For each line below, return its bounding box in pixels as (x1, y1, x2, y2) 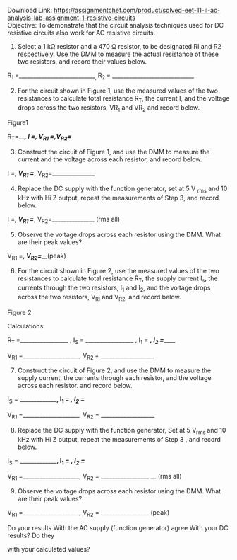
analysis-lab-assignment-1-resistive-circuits (7, 13, 136, 22)
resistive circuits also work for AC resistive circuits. (7, 28, 156, 37)
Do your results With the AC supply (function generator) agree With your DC (7, 524, 229, 532)
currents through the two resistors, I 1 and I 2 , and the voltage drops (17, 283, 211, 293)
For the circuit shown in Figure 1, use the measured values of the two (17, 86, 219, 95)
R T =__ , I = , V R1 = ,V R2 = (7, 132, 72, 142)
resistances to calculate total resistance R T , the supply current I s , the (17, 274, 218, 285)
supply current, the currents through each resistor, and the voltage (17, 374, 212, 382)
